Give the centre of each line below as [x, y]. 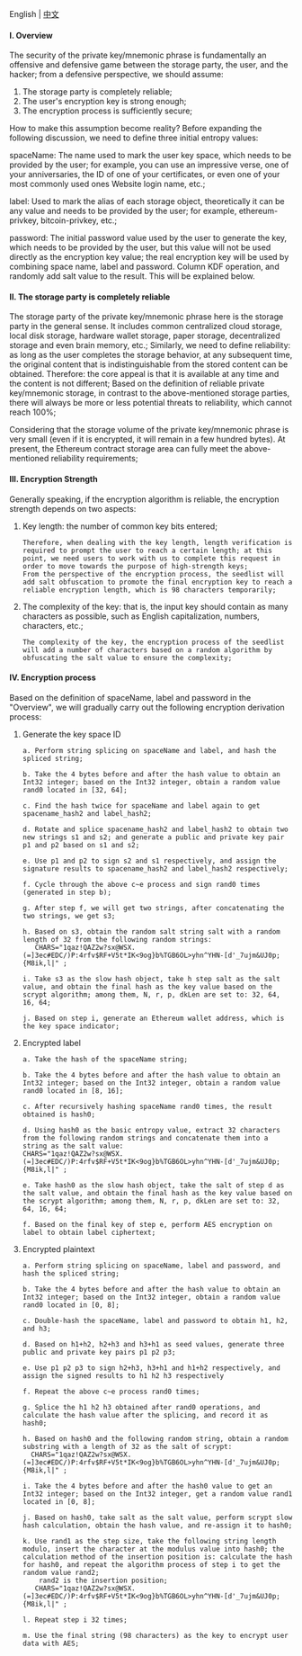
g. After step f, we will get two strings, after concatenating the [153, 908]
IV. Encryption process [53, 677]
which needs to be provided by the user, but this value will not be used [140, 247]
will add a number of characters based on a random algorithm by [147, 650]
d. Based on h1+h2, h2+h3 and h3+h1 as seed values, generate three [153, 1344]
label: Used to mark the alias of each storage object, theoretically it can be [147, 201]
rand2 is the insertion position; [103, 1580]
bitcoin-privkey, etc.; [79, 220]
